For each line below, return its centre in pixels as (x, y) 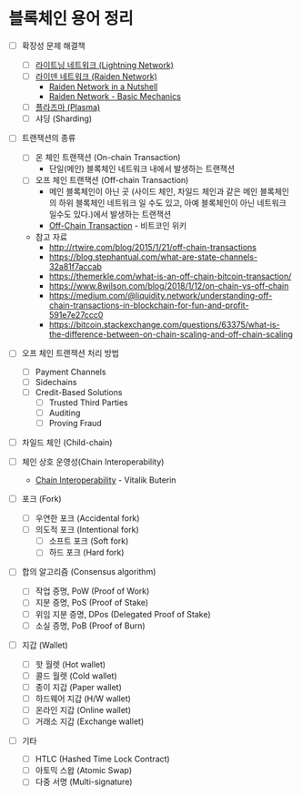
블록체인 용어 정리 (71, 19)
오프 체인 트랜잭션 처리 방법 (70, 353)
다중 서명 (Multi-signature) (84, 782)
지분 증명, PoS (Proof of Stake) (92, 603)
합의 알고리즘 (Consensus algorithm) (89, 572)
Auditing (65, 413)
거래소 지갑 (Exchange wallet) (90, 721)
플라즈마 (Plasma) (68, 107)
